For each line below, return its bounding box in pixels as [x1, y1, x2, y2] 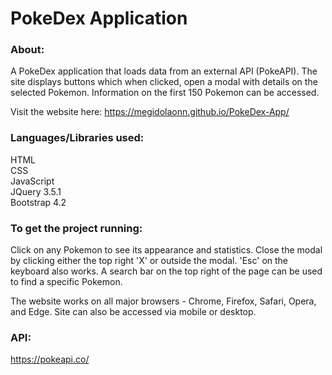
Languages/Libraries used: [10, 131, 145, 145]
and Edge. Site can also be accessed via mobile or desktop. [10, 306, 257, 318]
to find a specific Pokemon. [10, 276, 123, 288]
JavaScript [10, 175, 55, 187]
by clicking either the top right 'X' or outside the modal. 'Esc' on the [10, 255, 289, 267]
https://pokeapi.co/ [10, 353, 90, 366]
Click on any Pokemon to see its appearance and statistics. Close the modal [10, 244, 323, 256]
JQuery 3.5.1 [10, 185, 62, 197]
